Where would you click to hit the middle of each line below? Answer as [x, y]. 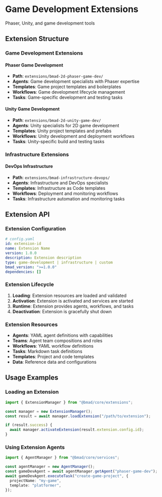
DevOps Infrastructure [29, 166]
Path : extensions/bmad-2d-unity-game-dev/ [57, 120]
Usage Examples [32, 378]
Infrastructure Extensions [37, 154]
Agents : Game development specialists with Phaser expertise [76, 82]
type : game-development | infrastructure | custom [59, 262]
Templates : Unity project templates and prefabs [62, 131]
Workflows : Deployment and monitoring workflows [65, 193]
